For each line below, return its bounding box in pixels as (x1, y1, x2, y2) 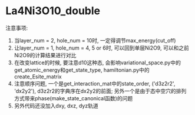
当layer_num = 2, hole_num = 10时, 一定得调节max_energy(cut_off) (14, 37, 176, 44)
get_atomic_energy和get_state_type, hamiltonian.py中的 (14, 66, 150, 73)
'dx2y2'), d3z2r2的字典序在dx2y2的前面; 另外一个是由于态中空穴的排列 (14, 87, 187, 94)
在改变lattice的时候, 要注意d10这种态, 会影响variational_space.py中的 (14, 59, 181, 66)
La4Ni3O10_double (5, 4, 101, 18)
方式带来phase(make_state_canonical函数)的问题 (14, 94, 133, 101)
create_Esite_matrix (14, 73, 62, 80)
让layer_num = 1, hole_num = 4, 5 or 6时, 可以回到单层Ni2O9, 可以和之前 (14, 44, 189, 51)
